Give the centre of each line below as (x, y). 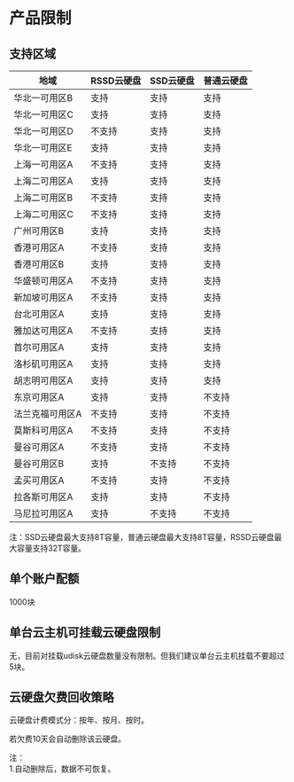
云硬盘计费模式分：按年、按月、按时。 (79, 720)
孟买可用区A (39, 480)
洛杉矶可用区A (43, 364)
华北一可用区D (43, 131)
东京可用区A (39, 397)
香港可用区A (39, 247)
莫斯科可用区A (43, 430)
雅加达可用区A (43, 331)
